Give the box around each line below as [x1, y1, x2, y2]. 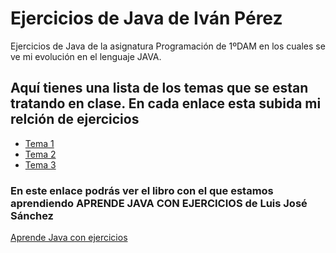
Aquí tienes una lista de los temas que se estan [10, 80, 309, 97]
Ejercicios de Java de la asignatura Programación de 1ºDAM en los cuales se [10, 40, 326, 52]
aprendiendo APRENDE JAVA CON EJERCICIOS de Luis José [10, 196, 308, 210]
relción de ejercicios [10, 111, 140, 128]
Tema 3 [24, 158, 57, 171]
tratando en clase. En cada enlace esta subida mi [10, 95, 322, 112]
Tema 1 [24, 137, 55, 149]
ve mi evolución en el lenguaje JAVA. [10, 50, 162, 62]
